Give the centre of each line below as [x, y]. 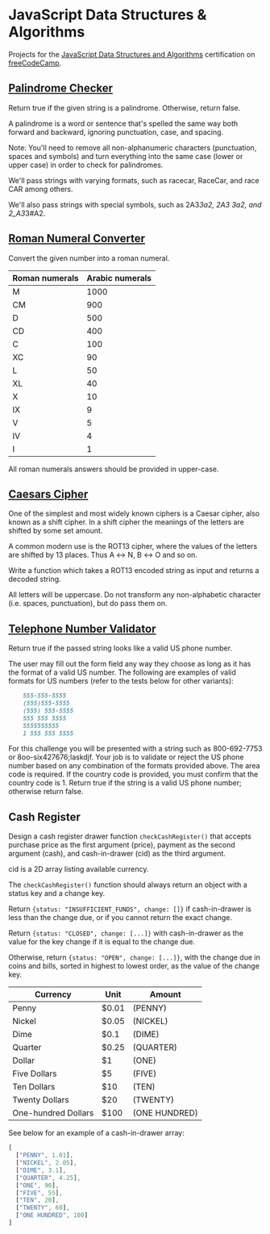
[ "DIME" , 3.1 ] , [41, 1170]
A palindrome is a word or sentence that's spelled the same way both [123, 123]
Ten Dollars [34, 1087]
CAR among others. [41, 189]
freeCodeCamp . [35, 63]
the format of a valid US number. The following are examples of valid [122, 672]
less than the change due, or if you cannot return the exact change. [120, 918]
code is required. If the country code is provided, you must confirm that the [133, 774]
